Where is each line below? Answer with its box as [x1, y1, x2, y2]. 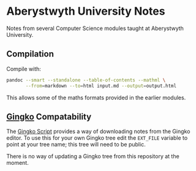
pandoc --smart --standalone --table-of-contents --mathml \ [6, 77, 166, 83]
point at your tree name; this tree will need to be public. [6, 141, 146, 148]
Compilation [6, 49, 54, 59]
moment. [6, 159, 29, 167]
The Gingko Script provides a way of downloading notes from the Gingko [6, 127, 190, 135]
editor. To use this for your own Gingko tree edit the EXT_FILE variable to [6, 134, 188, 142]
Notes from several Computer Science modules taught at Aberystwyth [6, 25, 184, 32]
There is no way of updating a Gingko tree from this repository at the [6, 153, 179, 160]
